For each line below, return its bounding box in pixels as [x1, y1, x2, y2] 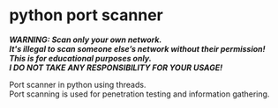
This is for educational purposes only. [9, 53, 152, 63]
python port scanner [9, 5, 163, 25]
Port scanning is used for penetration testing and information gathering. [9, 89, 270, 99]
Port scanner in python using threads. [9, 79, 147, 90]
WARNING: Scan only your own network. [9, 34, 162, 45]
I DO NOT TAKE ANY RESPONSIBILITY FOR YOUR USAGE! [9, 62, 223, 73]
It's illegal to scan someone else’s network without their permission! [9, 43, 266, 54]
